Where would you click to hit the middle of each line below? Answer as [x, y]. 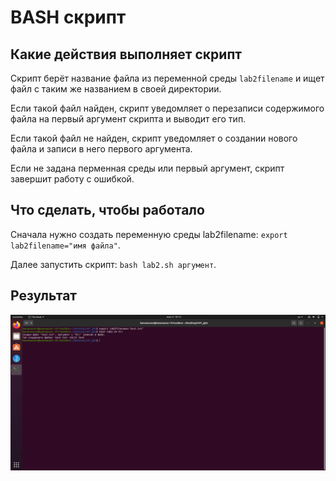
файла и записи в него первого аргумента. [101, 149]
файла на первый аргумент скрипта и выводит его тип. [128, 119]
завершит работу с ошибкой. [72, 179]
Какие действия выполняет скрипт [126, 54]
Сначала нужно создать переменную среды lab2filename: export [149, 234]
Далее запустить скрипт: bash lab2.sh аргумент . [113, 264]
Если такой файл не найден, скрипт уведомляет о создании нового [154, 138]
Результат [44, 296]
